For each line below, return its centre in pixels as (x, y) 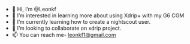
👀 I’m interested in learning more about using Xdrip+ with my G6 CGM (98, 15)
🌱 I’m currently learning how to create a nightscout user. (81, 22)
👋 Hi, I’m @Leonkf (34, 9)
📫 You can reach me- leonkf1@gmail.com (64, 35)
